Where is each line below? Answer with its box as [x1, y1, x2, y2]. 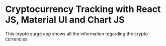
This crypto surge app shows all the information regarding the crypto [5, 30, 148, 36]
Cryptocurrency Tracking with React [5, 3, 161, 15]
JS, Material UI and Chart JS [5, 14, 125, 25]
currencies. [5, 36, 29, 42]
